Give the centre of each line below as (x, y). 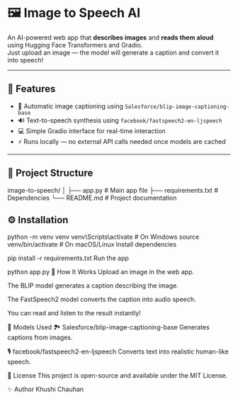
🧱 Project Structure (50, 173)
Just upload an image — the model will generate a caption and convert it (113, 52)
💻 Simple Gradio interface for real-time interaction (92, 130)
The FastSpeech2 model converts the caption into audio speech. (102, 299)
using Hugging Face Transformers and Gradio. (75, 45)
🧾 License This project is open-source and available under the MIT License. (118, 376)
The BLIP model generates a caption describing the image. (93, 286)
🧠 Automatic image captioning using (70, 106)
